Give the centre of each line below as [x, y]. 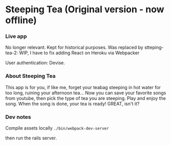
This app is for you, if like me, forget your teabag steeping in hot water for [83, 87]
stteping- [154, 48]
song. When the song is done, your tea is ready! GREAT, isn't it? [72, 103]
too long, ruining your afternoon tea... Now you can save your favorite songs [86, 93]
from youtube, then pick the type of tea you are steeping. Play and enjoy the [86, 98]
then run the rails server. [31, 138]
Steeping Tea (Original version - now [85, 9]
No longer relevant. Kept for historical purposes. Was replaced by [74, 48]
